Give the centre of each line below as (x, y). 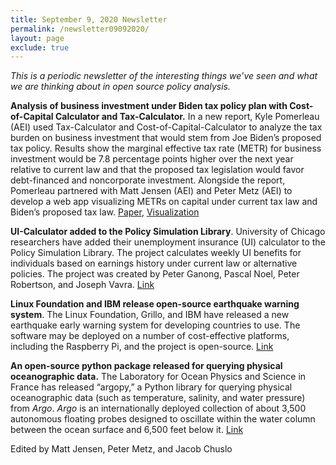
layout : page (37, 38)
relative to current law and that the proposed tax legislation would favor (157, 170)
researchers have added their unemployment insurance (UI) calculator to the (168, 242)
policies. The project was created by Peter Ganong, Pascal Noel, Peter (155, 274)
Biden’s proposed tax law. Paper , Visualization (105, 212)
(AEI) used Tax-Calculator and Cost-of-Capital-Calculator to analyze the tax (166, 127)
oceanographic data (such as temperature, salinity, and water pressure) (158, 398)
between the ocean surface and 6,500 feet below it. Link (127, 430)
